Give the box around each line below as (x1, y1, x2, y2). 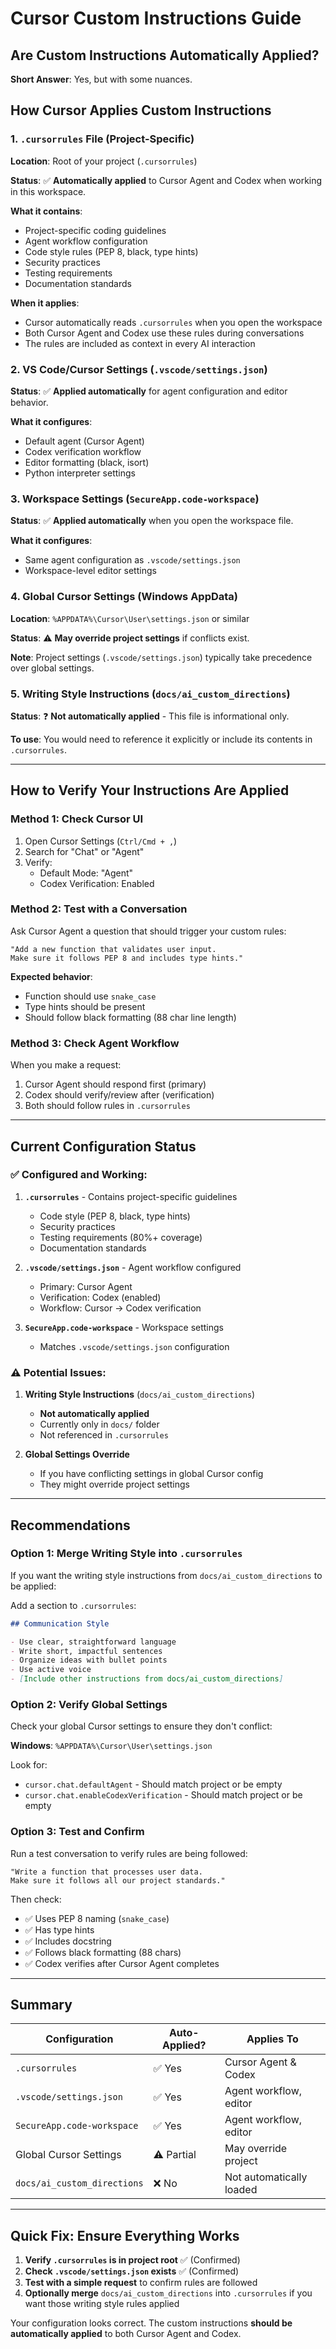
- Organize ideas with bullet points (10, 1655, 168, 1666)
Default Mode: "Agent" (39, 867, 134, 879)
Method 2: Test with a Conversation (10, 902, 188, 916)
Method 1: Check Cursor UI (10, 812, 144, 826)
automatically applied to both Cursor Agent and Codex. (10, 2328, 242, 2340)
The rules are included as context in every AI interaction (24, 337, 256, 349)
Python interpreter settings (24, 467, 136, 479)
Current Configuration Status (10, 1138, 197, 1155)
